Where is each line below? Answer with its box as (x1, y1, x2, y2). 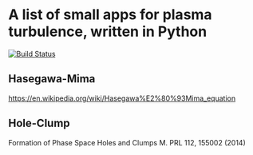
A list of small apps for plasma (8, 6, 213, 24)
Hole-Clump (8, 117, 70, 130)
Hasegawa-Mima (8, 72, 96, 85)
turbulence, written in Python (8, 22, 208, 41)
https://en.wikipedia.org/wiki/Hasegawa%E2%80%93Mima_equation (8, 93, 236, 103)
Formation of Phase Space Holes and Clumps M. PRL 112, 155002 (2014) (8, 137, 246, 147)
